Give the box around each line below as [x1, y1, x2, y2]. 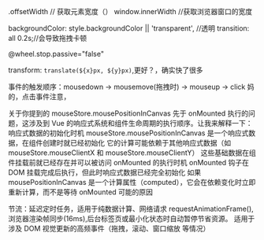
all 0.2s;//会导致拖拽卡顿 [8, 34, 87, 42]
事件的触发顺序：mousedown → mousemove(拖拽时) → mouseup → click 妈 [8, 82, 255, 91]
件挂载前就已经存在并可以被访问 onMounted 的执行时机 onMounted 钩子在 [8, 158, 250, 167]
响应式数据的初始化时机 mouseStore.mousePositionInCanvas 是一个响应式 [8, 128, 249, 138]
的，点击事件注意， [8, 92, 71, 101]
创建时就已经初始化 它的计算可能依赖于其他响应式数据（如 [42, 138, 231, 147]
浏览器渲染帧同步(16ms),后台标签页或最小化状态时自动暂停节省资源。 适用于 [8, 214, 255, 223]
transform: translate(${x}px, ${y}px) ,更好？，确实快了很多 [8, 65, 203, 75]
